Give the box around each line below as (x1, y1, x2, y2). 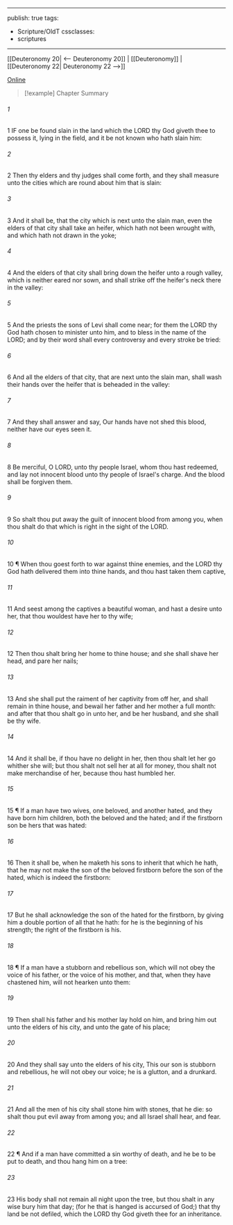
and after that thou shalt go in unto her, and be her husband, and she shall (7, 709, 219, 717)
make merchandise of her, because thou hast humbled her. (7, 769, 175, 777)
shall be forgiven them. (7, 477, 73, 486)
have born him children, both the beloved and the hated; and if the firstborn (7, 814, 223, 822)
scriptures (17, 35, 47, 42)
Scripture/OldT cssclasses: (17, 27, 95, 35)
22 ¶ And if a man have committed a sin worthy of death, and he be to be (7, 1150, 216, 1158)
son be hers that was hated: (7, 822, 87, 830)
